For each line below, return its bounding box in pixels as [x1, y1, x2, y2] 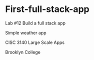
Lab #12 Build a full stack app [5, 20, 66, 26]
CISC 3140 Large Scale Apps [5, 39, 65, 45]
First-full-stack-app [5, 3, 89, 15]
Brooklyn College [5, 49, 41, 55]
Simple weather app [5, 29, 46, 35]
